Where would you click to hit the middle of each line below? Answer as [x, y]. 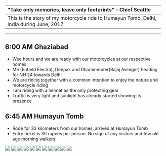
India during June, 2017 [36, 24]
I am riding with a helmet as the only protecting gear [65, 90]
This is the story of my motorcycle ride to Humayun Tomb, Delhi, [82, 18]
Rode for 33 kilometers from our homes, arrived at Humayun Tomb [80, 128]
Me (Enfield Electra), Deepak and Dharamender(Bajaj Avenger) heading [85, 69]
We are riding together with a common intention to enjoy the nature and [85, 80]
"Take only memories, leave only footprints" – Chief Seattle [79, 10]
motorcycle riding [30, 85]
